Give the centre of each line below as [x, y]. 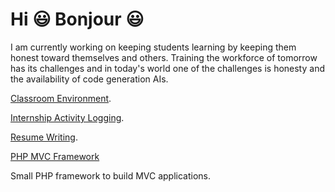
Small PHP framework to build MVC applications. [111, 175]
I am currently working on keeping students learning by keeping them [153, 47]
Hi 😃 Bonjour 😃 [77, 19]
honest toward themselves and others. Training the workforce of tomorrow [164, 57]
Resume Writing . [44, 137]
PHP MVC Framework [55, 156]
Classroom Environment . [61, 98]
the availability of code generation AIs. [89, 79]
